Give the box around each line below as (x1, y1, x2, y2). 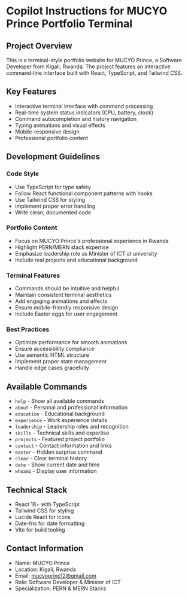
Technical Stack (6, 485, 68, 495)
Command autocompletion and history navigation (14, 115, 137, 122)
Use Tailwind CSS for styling (14, 196, 86, 203)
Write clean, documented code (14, 208, 92, 216)
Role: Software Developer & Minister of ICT (14, 578, 121, 585)
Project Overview (6, 41, 72, 51)
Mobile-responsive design (14, 128, 80, 135)
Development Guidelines (6, 151, 101, 162)
